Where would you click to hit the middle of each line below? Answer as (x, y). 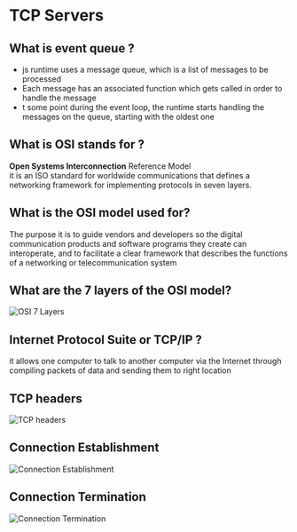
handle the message (59, 98)
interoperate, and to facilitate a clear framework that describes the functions (148, 253)
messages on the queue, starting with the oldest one (118, 117)
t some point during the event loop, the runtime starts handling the (143, 107)
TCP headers (46, 398)
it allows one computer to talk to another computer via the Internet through (145, 361)
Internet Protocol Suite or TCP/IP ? (106, 340)
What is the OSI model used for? (100, 213)
